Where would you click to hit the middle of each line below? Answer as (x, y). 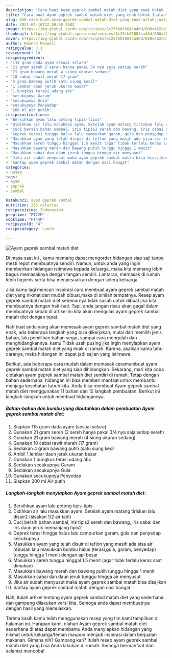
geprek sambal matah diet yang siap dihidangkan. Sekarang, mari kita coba (85, 369)
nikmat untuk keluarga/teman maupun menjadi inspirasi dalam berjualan (81, 634)
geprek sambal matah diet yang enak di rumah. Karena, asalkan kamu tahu (84, 348)
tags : (11, 177)
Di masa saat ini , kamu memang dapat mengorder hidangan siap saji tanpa (85, 258)
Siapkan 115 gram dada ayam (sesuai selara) (60, 426)
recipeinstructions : (28, 115)
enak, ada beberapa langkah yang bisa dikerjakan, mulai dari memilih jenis (84, 332)
